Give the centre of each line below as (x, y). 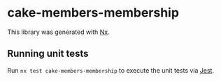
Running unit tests (48, 54)
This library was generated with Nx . (58, 32)
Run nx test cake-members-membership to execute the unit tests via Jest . (111, 70)
